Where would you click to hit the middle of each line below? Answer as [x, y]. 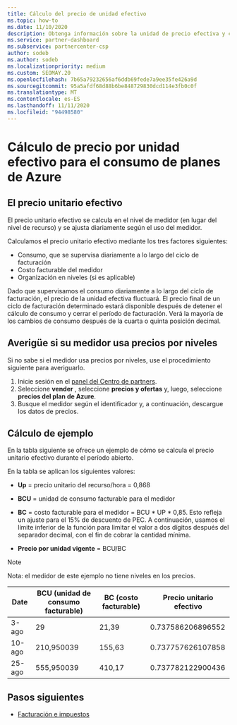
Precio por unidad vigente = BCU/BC [72, 549]
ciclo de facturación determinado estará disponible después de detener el [115, 306]
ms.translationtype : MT [42, 92]
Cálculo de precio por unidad [93, 147]
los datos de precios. [48, 411]
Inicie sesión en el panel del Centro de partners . [87, 381]
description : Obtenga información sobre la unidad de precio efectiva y [116, 33]
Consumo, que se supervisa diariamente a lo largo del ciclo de [108, 255]
